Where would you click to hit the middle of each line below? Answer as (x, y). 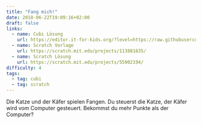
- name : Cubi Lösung (37, 34)
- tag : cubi (27, 79)
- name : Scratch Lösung (41, 57)
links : (14, 29)
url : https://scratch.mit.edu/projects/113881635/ (82, 51)
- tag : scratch (31, 85)
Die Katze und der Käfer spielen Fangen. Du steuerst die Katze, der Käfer (97, 102)
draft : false (23, 23)
